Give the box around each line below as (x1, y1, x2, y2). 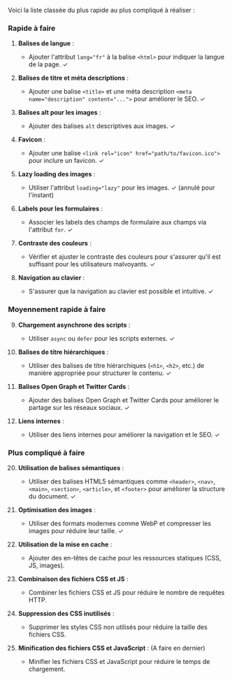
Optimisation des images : (17, 505, 96, 513)
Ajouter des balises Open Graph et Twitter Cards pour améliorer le (28, 395, 219, 404)
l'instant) (28, 191, 55, 199)
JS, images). (28, 561, 65, 569)
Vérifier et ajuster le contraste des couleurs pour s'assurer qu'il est (28, 253, 222, 261)
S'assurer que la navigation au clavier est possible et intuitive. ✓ (28, 287, 214, 296)
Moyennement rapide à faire (8, 304, 106, 314)
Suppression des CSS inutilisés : (17, 609, 115, 618)
